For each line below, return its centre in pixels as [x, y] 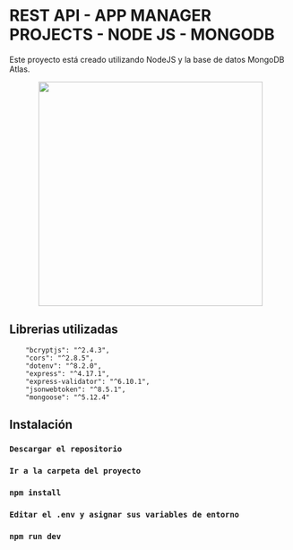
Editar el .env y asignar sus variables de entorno [125, 514]
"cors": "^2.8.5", [60, 358]
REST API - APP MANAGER [111, 16]
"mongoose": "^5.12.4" [68, 397]
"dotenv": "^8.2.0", [64, 366]
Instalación [41, 425]
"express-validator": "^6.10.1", [88, 381]
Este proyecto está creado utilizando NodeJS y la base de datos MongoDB [147, 59]
